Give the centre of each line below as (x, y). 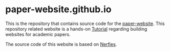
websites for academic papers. (38, 34)
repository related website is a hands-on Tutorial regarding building (76, 29)
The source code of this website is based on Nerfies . (61, 44)
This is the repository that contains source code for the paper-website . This (85, 23)
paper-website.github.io (58, 9)
